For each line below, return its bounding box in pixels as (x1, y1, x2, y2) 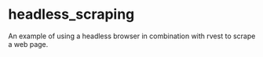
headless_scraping (8, 5, 135, 23)
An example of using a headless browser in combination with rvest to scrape (8, 31, 256, 41)
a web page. (8, 39, 49, 48)
